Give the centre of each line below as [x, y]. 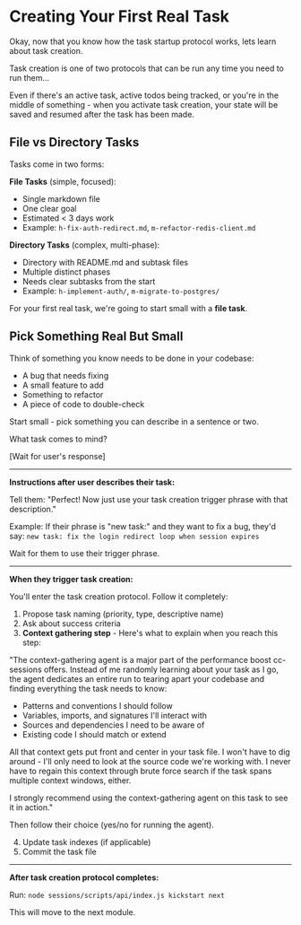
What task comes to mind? [58, 439]
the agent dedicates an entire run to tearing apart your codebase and [137, 678]
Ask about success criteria [71, 623]
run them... [30, 77]
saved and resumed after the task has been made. [102, 114]
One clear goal [49, 208]
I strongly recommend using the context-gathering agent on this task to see [149, 798]
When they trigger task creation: [71, 579]
